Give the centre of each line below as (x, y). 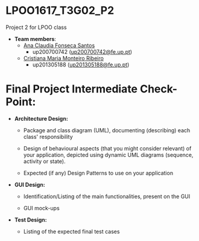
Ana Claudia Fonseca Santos (59, 45)
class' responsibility (48, 137)
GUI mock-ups (41, 208)
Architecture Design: (41, 118)
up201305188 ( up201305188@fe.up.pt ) (81, 65)
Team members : (35, 39)
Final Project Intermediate (72, 89)
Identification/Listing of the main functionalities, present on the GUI (107, 196)
